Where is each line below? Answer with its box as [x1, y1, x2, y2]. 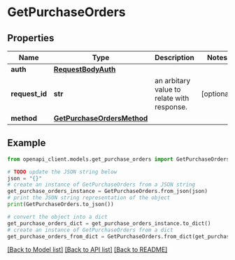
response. [155, 102, 187, 112]
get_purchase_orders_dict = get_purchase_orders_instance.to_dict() [7, 219, 211, 227]
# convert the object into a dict [7, 213, 108, 220]
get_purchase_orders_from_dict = [7, 233, 105, 240]
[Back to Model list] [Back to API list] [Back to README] [7, 245, 168, 254]
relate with [155, 94, 190, 103]
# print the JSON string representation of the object [7, 194, 171, 201]
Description [155, 53, 194, 62]
